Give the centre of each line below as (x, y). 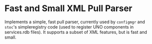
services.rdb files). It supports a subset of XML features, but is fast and (76, 32)
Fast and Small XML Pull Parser (68, 8)
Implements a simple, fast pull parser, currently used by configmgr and (75, 22)
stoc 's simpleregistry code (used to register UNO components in (69, 27)
